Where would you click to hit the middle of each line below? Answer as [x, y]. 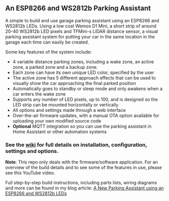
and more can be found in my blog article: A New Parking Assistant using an [85, 188]
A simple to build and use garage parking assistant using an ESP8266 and [82, 20]
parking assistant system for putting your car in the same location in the [80, 36]
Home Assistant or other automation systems [60, 132]
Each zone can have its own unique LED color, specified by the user [83, 72]
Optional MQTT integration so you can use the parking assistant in [82, 126]
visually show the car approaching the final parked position [74, 83]
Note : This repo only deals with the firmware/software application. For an [82, 162]
